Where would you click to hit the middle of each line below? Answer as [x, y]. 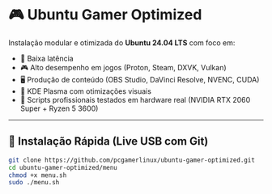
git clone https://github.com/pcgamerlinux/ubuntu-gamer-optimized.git [132, 160]
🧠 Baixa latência [47, 58]
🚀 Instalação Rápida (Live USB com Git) [108, 141]
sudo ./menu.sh [34, 183]
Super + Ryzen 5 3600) [59, 108]
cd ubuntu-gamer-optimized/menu [63, 167]
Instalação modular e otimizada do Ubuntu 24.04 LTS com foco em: [122, 42]
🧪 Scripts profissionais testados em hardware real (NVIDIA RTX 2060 [135, 99]
